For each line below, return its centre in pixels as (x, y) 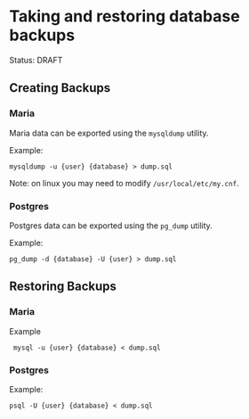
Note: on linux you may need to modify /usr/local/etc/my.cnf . (124, 183)
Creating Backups (60, 88)
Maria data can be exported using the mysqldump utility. (109, 133)
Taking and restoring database (124, 16)
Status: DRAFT (36, 60)
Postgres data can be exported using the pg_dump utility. (111, 226)
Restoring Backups (63, 287)
